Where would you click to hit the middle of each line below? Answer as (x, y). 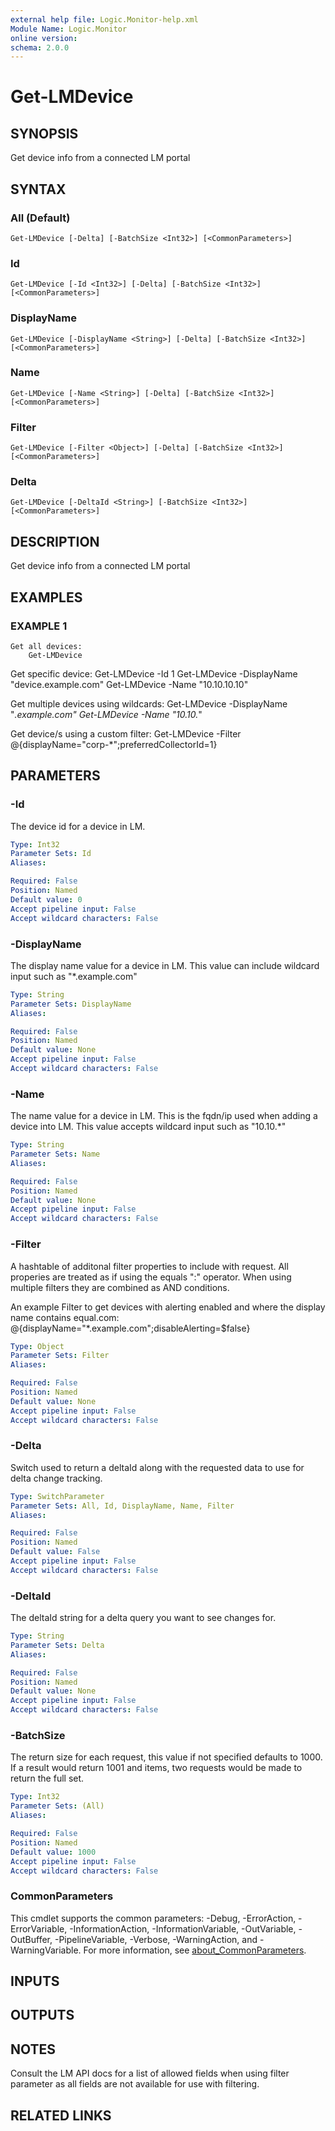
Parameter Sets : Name (55, 1154)
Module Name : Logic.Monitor (69, 29)
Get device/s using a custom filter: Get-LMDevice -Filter (126, 733)
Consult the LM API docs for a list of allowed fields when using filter (150, 2073)
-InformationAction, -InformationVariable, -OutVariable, (183, 1928)
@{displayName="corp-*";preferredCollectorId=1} (114, 744)
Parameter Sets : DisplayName (71, 1004)
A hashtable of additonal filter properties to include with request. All (149, 1266)
